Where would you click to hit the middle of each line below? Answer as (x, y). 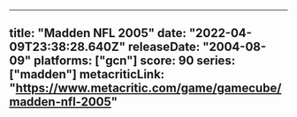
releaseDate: (164, 47)
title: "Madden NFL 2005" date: (98, 33)
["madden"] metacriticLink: (87, 74)
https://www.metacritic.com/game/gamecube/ (148, 88)
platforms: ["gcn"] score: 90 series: (135, 61)
